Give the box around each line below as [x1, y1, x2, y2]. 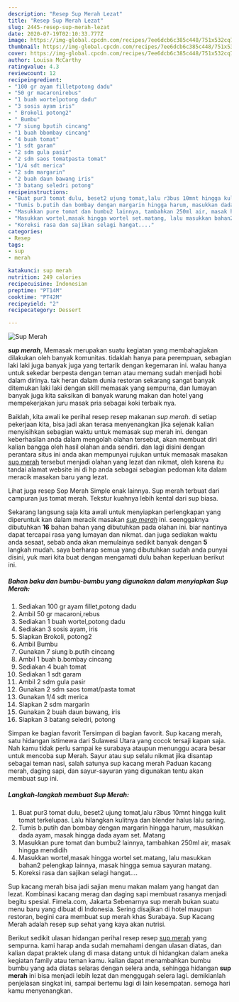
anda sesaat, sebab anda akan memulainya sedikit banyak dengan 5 [8, 538, 208, 547]
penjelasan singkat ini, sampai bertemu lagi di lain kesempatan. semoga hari [8, 979, 230, 988]
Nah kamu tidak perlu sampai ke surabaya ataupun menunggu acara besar [8, 744, 226, 752]
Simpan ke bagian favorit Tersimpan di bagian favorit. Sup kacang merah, [8, 729, 223, 737]
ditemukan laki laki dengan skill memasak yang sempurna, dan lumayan [8, 384, 217, 392]
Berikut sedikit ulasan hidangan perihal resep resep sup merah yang [8, 934, 207, 942]
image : [8, 37, 28, 44]
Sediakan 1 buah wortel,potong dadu [18, 618, 126, 626]
